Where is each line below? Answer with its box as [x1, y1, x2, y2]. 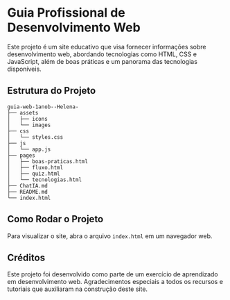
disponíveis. [7, 65, 42, 73]
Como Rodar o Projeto [7, 213, 104, 225]
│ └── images [7, 122, 51, 128]
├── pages [7, 151, 36, 159]
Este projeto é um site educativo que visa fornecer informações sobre [7, 42, 206, 51]
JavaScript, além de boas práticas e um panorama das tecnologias [7, 57, 197, 65]
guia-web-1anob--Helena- [7, 103, 79, 110]
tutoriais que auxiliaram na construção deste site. [7, 285, 148, 293]
